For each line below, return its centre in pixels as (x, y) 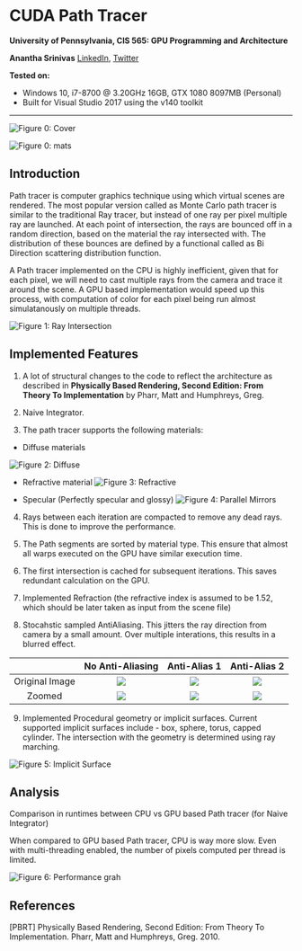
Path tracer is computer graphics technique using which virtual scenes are (147, 195)
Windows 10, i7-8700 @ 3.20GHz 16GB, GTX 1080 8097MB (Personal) (152, 93)
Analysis (35, 792)
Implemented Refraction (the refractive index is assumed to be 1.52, (147, 598)
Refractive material (57, 482)
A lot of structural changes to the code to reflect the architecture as (147, 376)
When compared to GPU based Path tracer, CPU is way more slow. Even (143, 840)
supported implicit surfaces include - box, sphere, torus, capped (142, 727)
